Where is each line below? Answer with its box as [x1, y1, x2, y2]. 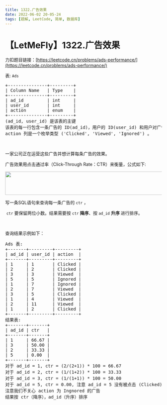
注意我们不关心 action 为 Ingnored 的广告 [5, 388, 100, 394]
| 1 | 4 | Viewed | [5, 297, 82, 302]
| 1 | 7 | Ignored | [5, 282, 82, 287]
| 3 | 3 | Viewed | [5, 272, 82, 277]
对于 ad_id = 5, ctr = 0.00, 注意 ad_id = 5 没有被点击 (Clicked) [5, 382, 163, 388]
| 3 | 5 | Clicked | [5, 292, 82, 297]
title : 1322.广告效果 [5, 7, 47, 12]
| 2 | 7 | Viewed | [5, 287, 82, 292]
